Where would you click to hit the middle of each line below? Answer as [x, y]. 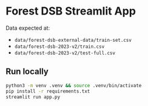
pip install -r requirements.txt [48, 91]
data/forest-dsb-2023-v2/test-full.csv [65, 53]
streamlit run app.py [33, 97]
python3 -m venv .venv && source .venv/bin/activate [74, 85]
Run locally [27, 72]
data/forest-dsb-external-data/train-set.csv [73, 40]
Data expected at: [28, 28]
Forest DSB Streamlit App [71, 11]
